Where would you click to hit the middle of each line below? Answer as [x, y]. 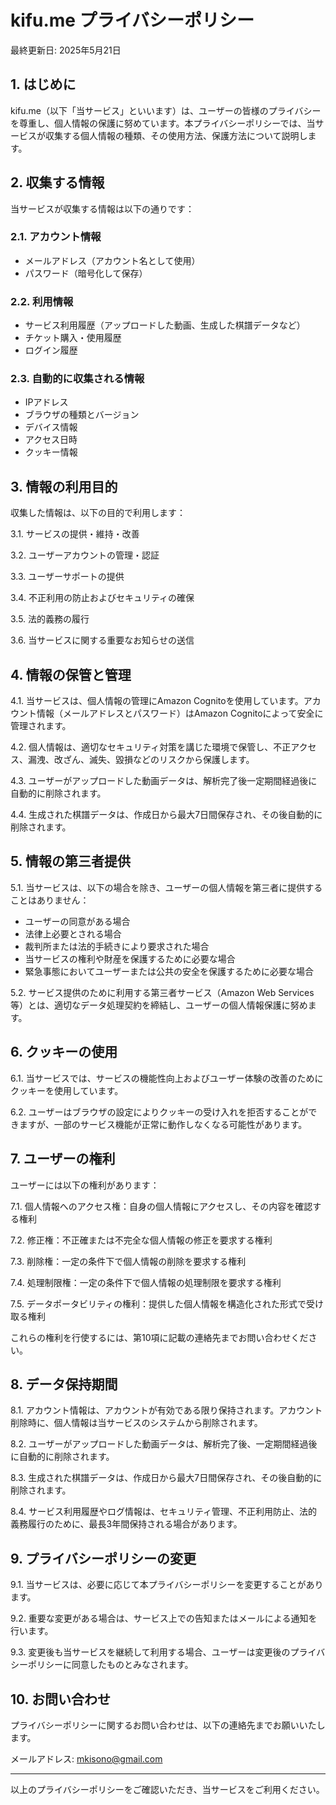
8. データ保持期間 [64, 1384]
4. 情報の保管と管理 [71, 674]
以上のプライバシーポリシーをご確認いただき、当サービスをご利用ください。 [167, 1789]
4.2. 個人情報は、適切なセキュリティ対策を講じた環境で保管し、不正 [151, 747]
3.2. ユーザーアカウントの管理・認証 [85, 555]
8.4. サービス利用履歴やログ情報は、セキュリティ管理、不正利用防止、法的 [164, 1512]
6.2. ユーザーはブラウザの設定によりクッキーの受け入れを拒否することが [159, 1112]
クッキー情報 [51, 452]
